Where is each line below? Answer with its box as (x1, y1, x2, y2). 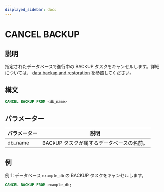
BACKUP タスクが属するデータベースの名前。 (42, 140, 148, 147)
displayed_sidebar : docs (5, 7, 56, 12)
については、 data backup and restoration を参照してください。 (5, 70, 135, 76)
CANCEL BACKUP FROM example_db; (5, 182, 72, 187)
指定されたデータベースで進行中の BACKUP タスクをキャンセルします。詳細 (5, 64, 160, 69)
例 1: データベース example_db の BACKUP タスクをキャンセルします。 (5, 172, 146, 178)
